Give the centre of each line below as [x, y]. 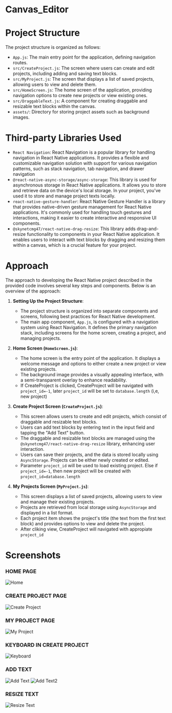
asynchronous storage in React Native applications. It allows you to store [89, 185]
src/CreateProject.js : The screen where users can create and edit [84, 68]
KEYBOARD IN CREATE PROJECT [47, 645]
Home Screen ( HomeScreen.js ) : [45, 348]
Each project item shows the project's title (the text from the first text [93, 518]
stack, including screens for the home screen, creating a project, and [93, 333]
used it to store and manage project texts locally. [64, 196]
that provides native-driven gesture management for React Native [82, 207]
